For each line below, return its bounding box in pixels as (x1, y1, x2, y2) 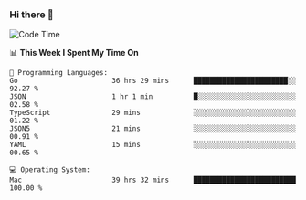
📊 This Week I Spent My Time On (9, 47, 139, 58)
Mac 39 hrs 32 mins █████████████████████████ (9, 175, 297, 185)
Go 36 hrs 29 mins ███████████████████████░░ (9, 77, 297, 86)
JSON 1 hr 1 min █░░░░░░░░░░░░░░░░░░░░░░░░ (9, 92, 297, 101)
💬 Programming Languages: (9, 68, 108, 78)
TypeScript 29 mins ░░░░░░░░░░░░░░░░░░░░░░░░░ (9, 109, 297, 118)
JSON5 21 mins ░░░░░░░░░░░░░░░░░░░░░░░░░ (9, 124, 297, 133)
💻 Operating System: (9, 165, 91, 174)
